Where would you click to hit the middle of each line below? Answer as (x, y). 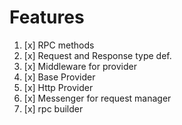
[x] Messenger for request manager (97, 98)
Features (47, 17)
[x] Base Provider (59, 77)
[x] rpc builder (53, 108)
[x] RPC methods (59, 45)
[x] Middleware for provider (80, 66)
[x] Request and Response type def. (97, 55)
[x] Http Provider (58, 87)
